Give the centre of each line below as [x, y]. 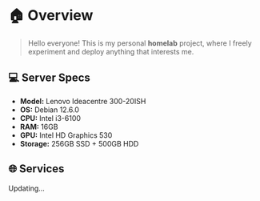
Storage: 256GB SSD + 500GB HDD [79, 143]
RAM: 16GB [39, 127]
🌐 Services [36, 169]
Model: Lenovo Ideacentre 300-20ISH [83, 101]
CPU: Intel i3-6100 [50, 118]
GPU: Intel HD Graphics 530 [66, 135]
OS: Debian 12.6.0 [50, 110]
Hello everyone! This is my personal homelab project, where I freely [140, 43]
